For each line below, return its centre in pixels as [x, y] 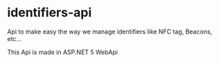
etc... [15, 38]
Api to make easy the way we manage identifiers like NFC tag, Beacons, [110, 32]
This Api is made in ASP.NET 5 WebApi [63, 52]
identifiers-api [50, 13]
